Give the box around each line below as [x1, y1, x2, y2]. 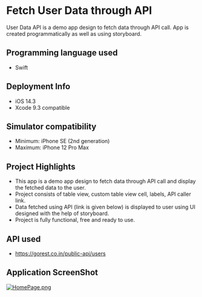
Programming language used [6, 48, 118, 58]
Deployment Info [6, 81, 71, 92]
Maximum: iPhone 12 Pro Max [15, 144, 90, 152]
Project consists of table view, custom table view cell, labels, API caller [15, 190, 192, 198]
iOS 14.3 [15, 98, 36, 105]
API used [6, 234, 41, 244]
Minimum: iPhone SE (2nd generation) [15, 138, 110, 145]
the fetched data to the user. [15, 184, 86, 192]
